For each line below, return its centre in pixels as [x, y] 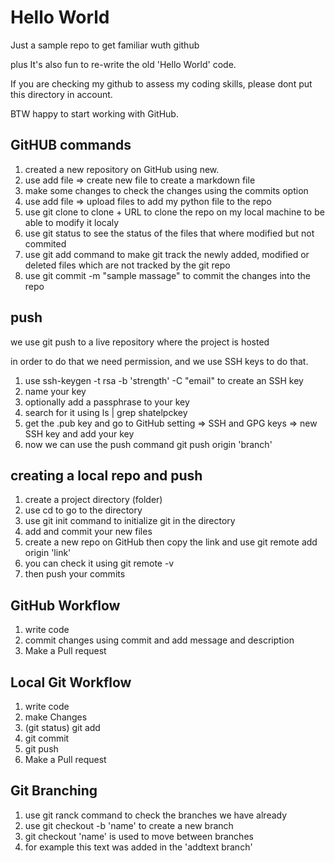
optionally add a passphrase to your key [107, 402]
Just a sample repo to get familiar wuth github [105, 45]
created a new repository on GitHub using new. [122, 169]
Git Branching [54, 791]
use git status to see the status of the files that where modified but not [169, 233]
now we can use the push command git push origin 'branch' [148, 444]
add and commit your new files [88, 532]
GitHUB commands [71, 145]
